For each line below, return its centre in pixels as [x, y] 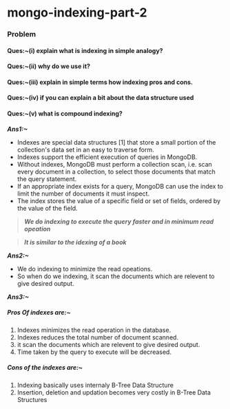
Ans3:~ [18, 297]
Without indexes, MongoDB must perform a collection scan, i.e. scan [114, 164]
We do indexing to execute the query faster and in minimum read [119, 221]
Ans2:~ [18, 255]
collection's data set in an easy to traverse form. [86, 149]
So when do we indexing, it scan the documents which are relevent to [116, 276]
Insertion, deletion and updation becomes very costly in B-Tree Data [114, 392]
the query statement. [47, 179]
